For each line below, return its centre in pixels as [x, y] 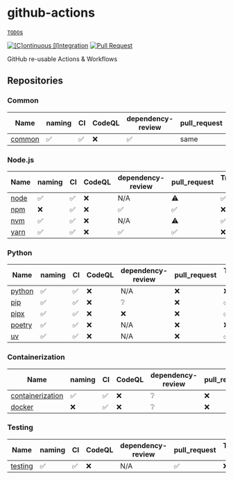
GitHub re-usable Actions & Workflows [62, 59]
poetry [21, 325]
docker [22, 406]
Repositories [35, 81]
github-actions [51, 13]
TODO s [15, 32]
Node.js [21, 160]
